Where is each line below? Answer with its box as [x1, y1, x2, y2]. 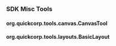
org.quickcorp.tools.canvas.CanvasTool [6, 20, 108, 27]
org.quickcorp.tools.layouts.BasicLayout [6, 33, 110, 41]
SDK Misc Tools [6, 5, 52, 13]
